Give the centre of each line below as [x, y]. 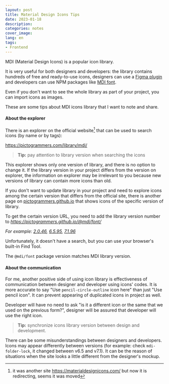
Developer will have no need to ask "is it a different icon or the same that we [84, 305]
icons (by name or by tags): [34, 136]
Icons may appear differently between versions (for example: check [75, 345]
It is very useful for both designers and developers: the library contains [79, 71]
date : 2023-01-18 [23, 19]
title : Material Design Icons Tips [43, 15]
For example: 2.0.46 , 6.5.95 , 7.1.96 [40, 231]
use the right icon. [24, 315]
